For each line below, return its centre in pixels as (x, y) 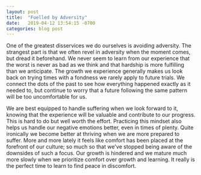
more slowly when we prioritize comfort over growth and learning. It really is (101, 159)
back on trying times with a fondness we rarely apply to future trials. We (95, 78)
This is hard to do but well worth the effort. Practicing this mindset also (94, 121)
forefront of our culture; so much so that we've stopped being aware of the (99, 147)
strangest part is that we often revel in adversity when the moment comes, (98, 52)
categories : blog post (35, 29)
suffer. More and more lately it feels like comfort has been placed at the (95, 140)
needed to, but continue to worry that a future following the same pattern (97, 90)
